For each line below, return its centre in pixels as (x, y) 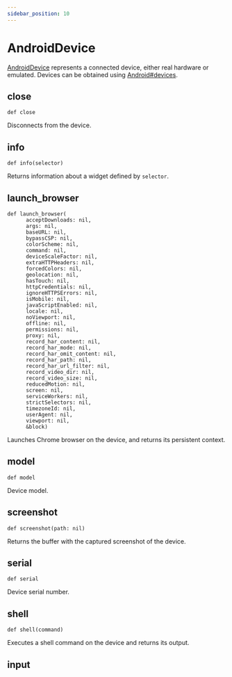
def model (22, 478)
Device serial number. (38, 592)
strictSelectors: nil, (58, 402)
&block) (37, 427)
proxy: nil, (43, 336)
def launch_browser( (37, 214)
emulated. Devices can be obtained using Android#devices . (93, 74)
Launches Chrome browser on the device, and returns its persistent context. (116, 440)
